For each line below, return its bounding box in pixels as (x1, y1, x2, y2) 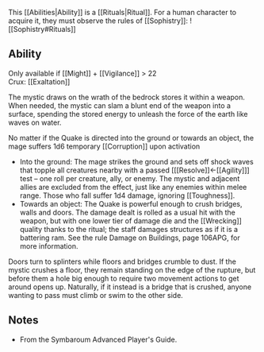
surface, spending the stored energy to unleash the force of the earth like (8, 109, 248, 118)
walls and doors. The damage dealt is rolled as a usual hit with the (19, 207, 235, 217)
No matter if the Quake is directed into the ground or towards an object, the (8, 133, 254, 142)
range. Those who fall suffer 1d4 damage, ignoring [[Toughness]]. (19, 191, 235, 200)
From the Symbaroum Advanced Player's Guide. (19, 335, 178, 344)
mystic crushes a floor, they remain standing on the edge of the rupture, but (8, 265, 256, 274)
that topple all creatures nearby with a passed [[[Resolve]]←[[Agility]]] (19, 165, 250, 175)
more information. (19, 241, 78, 250)
